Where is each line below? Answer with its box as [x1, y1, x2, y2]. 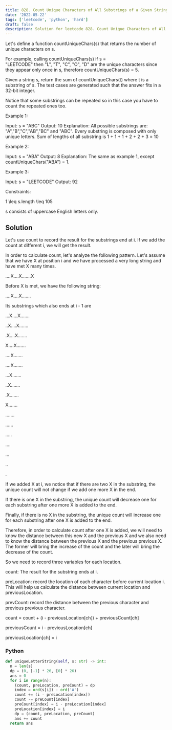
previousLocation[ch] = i [5, 634, 57, 640]
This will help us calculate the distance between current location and [5, 584, 150, 590]
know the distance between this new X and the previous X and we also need [5, 533, 166, 539]
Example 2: [5, 144, 29, 150]
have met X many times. [5, 263, 56, 269]
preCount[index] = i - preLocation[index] [14, 702, 106, 707]
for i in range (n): [10, 678, 52, 683]
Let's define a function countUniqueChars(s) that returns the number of [5, 40, 156, 47]
